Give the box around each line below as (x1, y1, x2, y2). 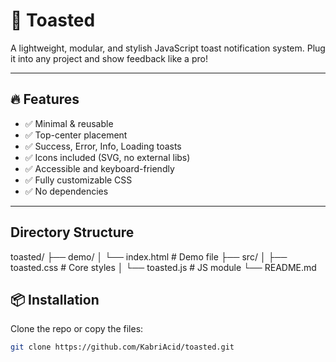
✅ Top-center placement (24, 129, 128, 141)
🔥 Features (10, 91, 80, 108)
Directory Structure (10, 224, 135, 241)
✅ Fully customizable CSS (24, 174, 133, 186)
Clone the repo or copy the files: (10, 323, 144, 335)
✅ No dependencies (24, 185, 109, 197)
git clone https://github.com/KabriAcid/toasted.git (10, 342, 235, 353)
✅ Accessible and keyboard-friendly (24, 162, 175, 174)
